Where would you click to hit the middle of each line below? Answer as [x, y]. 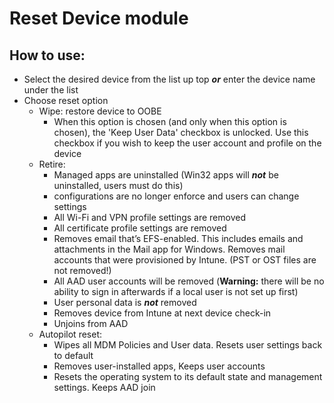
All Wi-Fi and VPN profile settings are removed [149, 217]
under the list [51, 90]
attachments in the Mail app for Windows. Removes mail [169, 249]
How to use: [47, 55]
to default [73, 355]
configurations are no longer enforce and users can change [176, 196]
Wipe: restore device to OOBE [100, 111]
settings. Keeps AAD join [104, 387]
